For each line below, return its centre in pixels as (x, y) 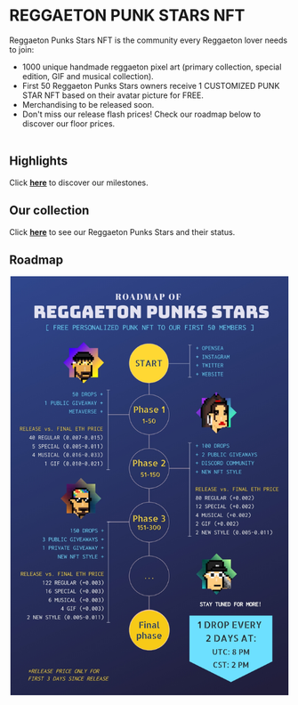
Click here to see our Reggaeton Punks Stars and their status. (122, 231)
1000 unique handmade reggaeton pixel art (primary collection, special (152, 67)
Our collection (49, 211)
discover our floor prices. (68, 123)
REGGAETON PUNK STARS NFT (127, 16)
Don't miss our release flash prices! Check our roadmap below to (141, 114)
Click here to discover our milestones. (79, 182)
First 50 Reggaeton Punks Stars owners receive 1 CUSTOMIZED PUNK (151, 85)
